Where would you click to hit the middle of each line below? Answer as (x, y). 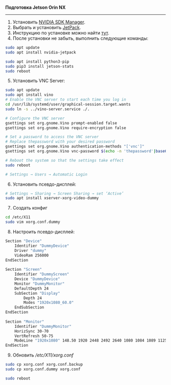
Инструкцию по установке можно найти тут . (61, 33)
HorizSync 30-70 (32, 331)
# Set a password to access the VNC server (52, 137)
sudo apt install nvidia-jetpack (41, 52)
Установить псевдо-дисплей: (44, 184)
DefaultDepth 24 (32, 288)
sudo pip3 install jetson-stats (39, 66)
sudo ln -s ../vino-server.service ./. (48, 109)
